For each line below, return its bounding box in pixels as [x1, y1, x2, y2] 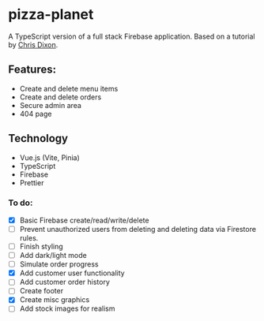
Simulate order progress [19, 259, 99, 269]
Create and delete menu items [19, 84, 119, 93]
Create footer [19, 286, 64, 296]
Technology [8, 132, 69, 145]
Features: [8, 63, 57, 77]
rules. [19, 233, 39, 242]
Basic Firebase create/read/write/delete [19, 215, 149, 225]
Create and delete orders [19, 92, 102, 102]
